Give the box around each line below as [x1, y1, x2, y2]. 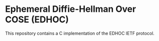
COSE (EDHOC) [5, 14, 69, 25]
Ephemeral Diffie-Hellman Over [5, 3, 136, 15]
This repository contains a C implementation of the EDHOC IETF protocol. [5, 30, 155, 36]
